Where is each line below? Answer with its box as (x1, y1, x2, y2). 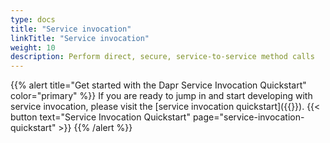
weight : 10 (10, 42, 56, 53)
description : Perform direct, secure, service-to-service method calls (10, 52, 315, 62)
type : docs (10, 14, 56, 25)
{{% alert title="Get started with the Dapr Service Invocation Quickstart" (10, 79, 307, 91)
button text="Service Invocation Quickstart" (10, 111, 191, 123)
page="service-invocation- (192, 111, 305, 123)
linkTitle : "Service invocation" (10, 33, 150, 43)
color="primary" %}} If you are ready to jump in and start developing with (10, 90, 313, 102)
